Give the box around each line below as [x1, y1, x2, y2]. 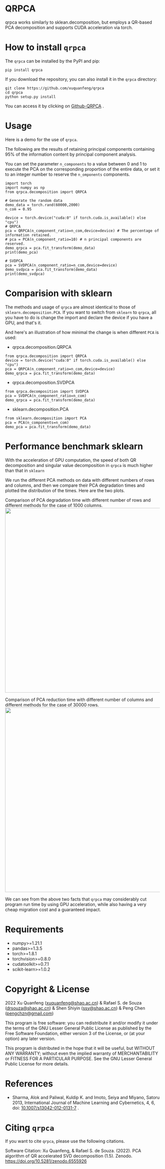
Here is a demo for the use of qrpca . [5, 136, 78, 142]
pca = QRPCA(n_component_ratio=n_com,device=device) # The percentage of [5, 228, 160, 233]
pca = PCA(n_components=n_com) [5, 420, 69, 425]
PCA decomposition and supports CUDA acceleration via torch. [5, 24, 133, 30]
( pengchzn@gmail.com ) [5, 1010, 54, 1016]
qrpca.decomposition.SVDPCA [12, 379, 75, 385]
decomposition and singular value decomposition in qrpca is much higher [5, 462, 153, 468]
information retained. [5, 233, 52, 237]
